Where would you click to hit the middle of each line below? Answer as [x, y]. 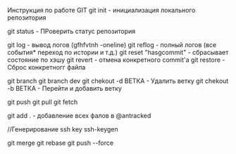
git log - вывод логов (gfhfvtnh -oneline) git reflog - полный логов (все [112, 45]
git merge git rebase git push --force [61, 143]
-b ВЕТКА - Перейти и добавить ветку [64, 88]
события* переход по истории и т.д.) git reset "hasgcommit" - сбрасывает [118, 52]
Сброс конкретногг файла [46, 67]
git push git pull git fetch [43, 102]
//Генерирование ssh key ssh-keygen [63, 129]
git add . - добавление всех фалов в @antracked [79, 116]
